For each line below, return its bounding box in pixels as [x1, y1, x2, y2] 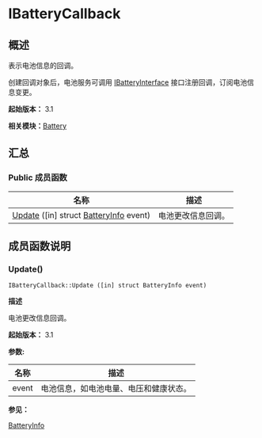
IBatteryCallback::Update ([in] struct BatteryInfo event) [8, 282, 207, 290]
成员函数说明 [8, 239, 71, 253]
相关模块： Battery [8, 121, 67, 131]
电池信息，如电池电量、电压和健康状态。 [40, 383, 192, 394]
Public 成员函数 [8, 172, 67, 183]
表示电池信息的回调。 [8, 61, 78, 70]
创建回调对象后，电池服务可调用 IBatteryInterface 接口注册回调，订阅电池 [8, 78, 248, 87]
